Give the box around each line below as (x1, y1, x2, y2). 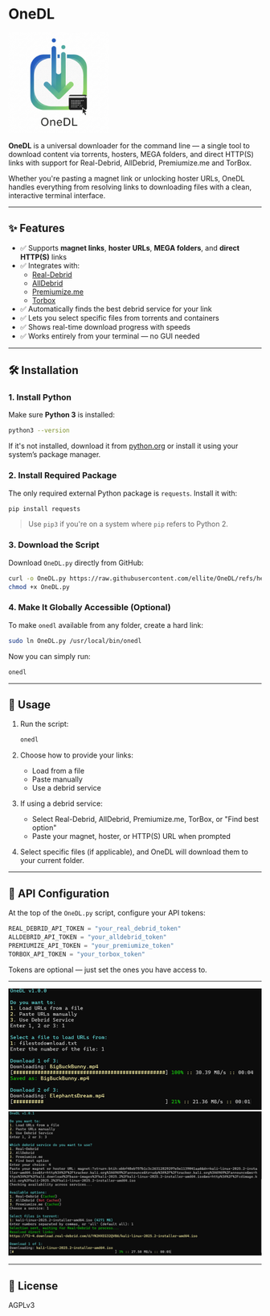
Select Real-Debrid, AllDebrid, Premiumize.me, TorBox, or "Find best (31, 815, 260, 824)
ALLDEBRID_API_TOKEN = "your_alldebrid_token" (8, 932, 167, 941)
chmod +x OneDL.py (8, 583, 70, 591)
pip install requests (8, 504, 81, 513)
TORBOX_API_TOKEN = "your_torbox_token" (8, 950, 146, 958)
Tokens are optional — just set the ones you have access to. (8, 965, 207, 974)
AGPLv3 (8, 1300, 35, 1310)
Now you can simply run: (8, 651, 91, 661)
